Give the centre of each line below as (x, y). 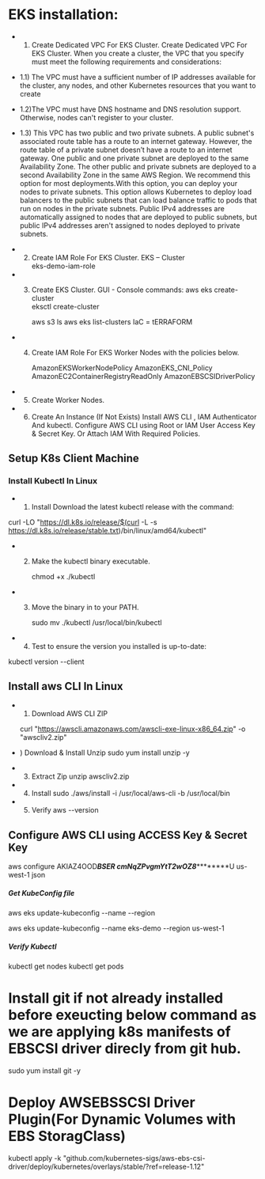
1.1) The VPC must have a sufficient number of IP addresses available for (138, 77)
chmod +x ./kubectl (63, 576)
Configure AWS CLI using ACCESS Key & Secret (128, 835)
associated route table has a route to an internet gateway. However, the (136, 141)
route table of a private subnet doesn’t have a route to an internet (126, 150)
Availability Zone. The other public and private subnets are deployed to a (138, 166)
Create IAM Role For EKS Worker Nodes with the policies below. (135, 352)
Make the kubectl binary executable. (91, 561)
